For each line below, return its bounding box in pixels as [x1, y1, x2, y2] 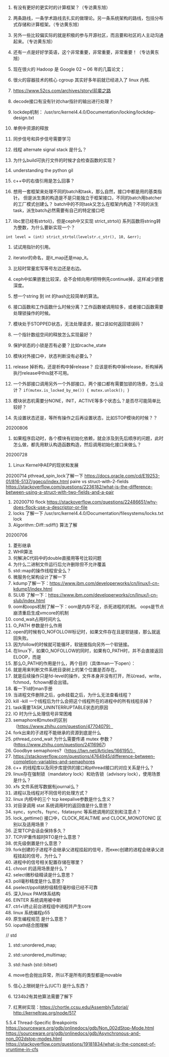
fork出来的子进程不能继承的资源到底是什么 [13, 730, 101, 735]
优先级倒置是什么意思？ [13, 840, 62, 846]
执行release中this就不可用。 [13, 370, 72, 376]
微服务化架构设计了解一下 [13, 574, 67, 580]
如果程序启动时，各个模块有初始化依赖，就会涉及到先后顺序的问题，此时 [13, 435, 163, 441]
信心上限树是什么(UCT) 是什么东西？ [13, 983, 89, 988]
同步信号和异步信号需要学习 [13, 136, 71, 142]
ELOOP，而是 [13, 654, 42, 660]
